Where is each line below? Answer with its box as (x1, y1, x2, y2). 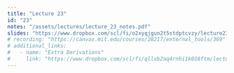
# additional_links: (7, 42, 68, 49)
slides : (7, 29, 30, 37)
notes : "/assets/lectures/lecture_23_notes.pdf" (7, 23, 151, 30)
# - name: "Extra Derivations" (7, 49, 104, 56)
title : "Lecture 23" (7, 10, 68, 17)
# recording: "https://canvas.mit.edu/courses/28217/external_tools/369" (7, 36, 226, 43)
